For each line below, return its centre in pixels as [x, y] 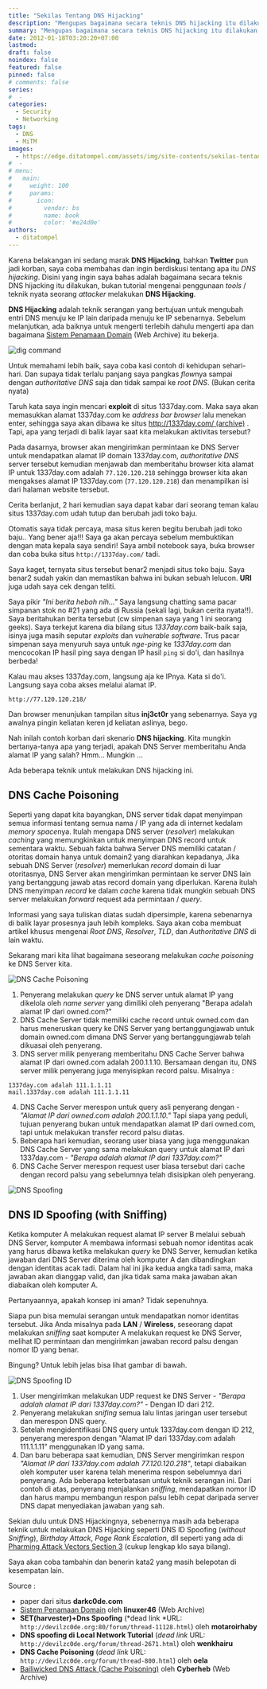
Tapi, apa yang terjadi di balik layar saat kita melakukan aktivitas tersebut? [130, 431]
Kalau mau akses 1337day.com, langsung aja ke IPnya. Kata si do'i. [117, 676]
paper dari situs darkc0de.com [71, 1601]
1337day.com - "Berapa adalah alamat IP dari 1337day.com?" [121, 1158]
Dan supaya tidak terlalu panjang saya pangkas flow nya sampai [128, 374]
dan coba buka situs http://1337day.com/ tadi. [84, 554]
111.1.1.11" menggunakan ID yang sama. [82, 1446]
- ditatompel [37, 238]
